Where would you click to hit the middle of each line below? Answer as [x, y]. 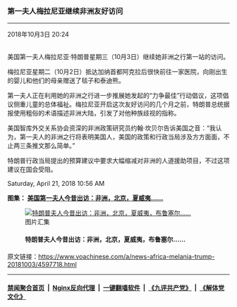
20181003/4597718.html [42, 264]
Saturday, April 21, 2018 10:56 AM [56, 184]
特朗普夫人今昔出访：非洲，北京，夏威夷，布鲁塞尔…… [105, 239]
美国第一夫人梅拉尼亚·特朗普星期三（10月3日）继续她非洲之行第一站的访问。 [119, 57]
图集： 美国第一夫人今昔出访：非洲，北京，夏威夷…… [85, 198]
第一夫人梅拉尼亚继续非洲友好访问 [65, 11]
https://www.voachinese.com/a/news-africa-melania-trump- [127, 256]
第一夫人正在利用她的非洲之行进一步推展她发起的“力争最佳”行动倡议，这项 [115, 96]
